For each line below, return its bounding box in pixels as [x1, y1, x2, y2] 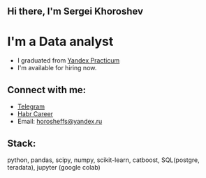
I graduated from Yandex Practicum [17, 56, 120, 65]
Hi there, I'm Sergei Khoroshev [7, 6, 143, 17]
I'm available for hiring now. [17, 64, 97, 72]
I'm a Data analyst [7, 33, 114, 49]
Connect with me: [7, 83, 87, 96]
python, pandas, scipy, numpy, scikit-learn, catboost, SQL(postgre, [7, 156, 200, 164]
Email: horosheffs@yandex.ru [17, 118, 103, 126]
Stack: [7, 137, 36, 149]
